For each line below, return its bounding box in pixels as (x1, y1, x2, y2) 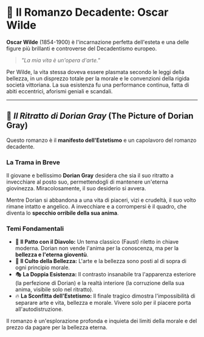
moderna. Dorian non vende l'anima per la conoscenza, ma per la (15, 245, 179, 252)
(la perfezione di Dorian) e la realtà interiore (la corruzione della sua (15, 279, 185, 287)
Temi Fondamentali (6, 224, 64, 233)
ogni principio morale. (15, 264, 70, 272)
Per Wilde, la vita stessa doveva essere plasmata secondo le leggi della (6, 68, 185, 75)
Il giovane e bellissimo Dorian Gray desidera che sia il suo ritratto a (6, 172, 174, 179)
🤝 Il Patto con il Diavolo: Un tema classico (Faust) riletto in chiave (15, 238, 179, 245)
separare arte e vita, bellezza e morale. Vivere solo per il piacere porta (15, 299, 191, 307)
